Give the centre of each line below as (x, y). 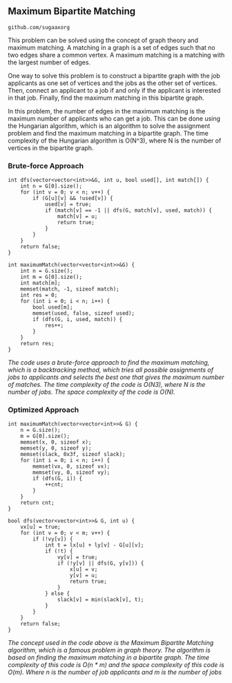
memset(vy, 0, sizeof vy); (71, 473)
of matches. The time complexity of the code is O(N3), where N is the (107, 385)
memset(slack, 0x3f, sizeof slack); (73, 455)
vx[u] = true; (40, 527)
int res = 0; (39, 295)
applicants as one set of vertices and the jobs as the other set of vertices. (113, 83)
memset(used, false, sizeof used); (84, 313)
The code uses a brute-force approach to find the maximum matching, (109, 363)
